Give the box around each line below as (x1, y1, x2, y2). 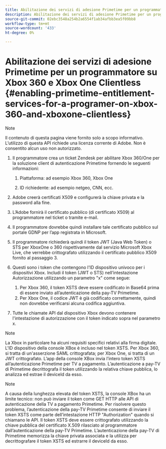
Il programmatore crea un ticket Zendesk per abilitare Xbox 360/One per (12, 155, 160, 161)
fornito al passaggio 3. (12, 255, 58, 260)
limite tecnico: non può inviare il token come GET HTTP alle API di (5, 395, 139, 402)
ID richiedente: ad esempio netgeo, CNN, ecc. (19, 185, 114, 191)
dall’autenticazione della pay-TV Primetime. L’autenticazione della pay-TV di (5, 427, 160, 433)
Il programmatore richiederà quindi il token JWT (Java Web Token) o (12, 239, 152, 245)
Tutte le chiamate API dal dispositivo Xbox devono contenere (12, 310, 136, 316)
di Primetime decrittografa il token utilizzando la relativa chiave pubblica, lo (5, 366, 158, 372)
